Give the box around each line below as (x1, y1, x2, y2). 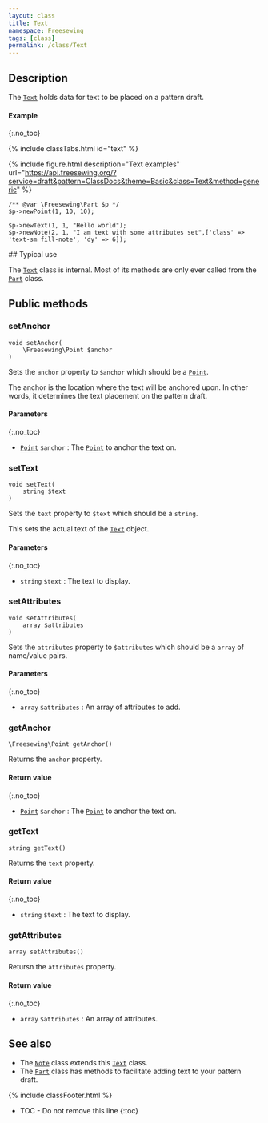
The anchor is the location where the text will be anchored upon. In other (8, 382, 249, 392)
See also (8, 1037, 52, 1050)
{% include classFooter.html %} (8, 1090, 113, 1101)
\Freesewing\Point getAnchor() (8, 740, 113, 748)
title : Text (8, 19, 48, 27)
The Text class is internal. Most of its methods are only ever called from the (8, 265, 258, 275)
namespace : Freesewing (8, 26, 84, 34)
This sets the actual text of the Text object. (8, 524, 150, 534)
